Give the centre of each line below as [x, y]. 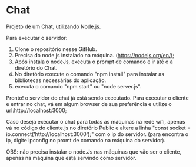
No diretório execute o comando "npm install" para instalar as [89, 74]
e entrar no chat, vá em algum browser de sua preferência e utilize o [89, 104]
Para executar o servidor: [37, 38]
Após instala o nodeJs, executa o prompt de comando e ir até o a [94, 62]
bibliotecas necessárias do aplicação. [60, 80]
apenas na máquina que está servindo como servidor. [71, 158]
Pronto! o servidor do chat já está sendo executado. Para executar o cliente [98, 98]
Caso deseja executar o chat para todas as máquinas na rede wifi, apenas [96, 121]
